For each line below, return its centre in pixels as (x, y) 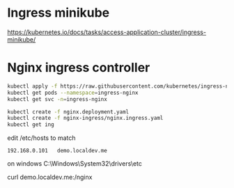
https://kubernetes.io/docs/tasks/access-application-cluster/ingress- (107, 32)
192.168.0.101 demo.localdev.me (57, 151)
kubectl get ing (31, 125)
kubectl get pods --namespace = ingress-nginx (73, 93)
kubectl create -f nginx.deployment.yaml (68, 112)
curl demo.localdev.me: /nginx (50, 177)
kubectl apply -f (32, 86)
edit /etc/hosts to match (41, 138)
